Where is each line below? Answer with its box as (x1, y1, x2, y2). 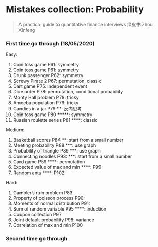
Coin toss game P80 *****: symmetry (13, 111, 93, 118)
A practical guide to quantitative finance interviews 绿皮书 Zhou (18, 21, 153, 27)
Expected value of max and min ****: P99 (13, 164, 102, 170)
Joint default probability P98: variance (13, 217, 94, 223)
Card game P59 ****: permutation (13, 159, 85, 165)
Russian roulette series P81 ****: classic (13, 117, 98, 123)
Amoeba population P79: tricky (13, 100, 79, 106)
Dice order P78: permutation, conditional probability (13, 89, 123, 95)
